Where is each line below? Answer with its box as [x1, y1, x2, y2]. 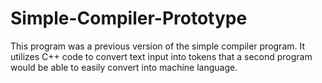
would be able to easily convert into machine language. [10, 61, 238, 73]
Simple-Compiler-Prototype [10, 7, 248, 30]
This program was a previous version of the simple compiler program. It [10, 40, 306, 52]
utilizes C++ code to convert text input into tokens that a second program [10, 50, 313, 62]
